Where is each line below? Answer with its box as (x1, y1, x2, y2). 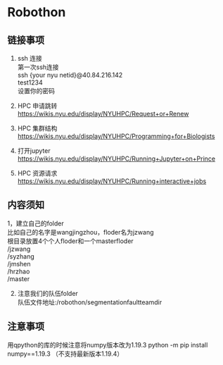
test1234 (17, 78, 44, 87)
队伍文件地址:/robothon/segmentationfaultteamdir (17, 297, 163, 307)
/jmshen (7, 259, 31, 268)
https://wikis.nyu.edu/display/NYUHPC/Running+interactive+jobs (17, 177, 207, 185)
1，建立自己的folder (7, 219, 65, 228)
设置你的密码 (17, 87, 55, 95)
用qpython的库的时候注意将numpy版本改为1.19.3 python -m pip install (7, 340, 208, 349)
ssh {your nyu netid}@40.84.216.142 (17, 71, 123, 79)
